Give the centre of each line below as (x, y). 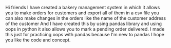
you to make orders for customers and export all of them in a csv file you (82, 13)
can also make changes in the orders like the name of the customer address (85, 18)
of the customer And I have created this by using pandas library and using (84, 23)
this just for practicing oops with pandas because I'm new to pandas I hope (85, 34)
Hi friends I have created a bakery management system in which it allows (83, 7)
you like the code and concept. (38, 40)
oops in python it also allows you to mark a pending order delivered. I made (85, 29)
